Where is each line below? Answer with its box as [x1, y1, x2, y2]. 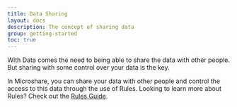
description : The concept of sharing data [7, 23, 134, 30]
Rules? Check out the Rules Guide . [7, 92, 108, 101]
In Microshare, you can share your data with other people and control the [7, 77, 221, 85]
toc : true [7, 37, 37, 44]
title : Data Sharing [7, 10, 69, 18]
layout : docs [7, 17, 46, 24]
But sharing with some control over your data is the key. [7, 63, 170, 72]
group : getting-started [7, 30, 78, 37]
